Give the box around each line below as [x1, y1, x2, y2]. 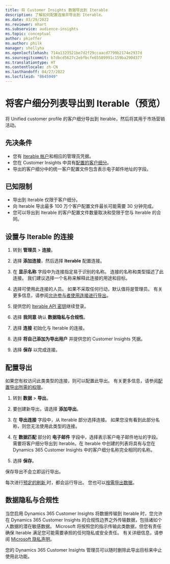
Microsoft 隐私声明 [11, 536, 50, 542]
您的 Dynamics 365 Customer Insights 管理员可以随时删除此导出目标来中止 [5, 547, 162, 553]
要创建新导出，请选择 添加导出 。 [12, 406, 81, 412]
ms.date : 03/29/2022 [5, 17, 49, 22]
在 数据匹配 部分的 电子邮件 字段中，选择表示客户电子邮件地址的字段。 [12, 434, 161, 440]
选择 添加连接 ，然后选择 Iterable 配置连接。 [12, 258, 105, 264]
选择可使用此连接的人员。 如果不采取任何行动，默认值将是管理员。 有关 [12, 286, 163, 292]
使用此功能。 [5, 553, 32, 559]
